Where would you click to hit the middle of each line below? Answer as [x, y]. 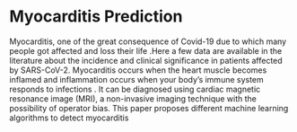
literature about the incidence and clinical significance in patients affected [146, 60]
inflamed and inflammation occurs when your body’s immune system [137, 79]
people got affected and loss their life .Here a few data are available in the [146, 50]
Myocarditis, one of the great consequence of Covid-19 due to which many [148, 41]
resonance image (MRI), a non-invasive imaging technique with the [133, 98]
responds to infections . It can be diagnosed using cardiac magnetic [135, 89]
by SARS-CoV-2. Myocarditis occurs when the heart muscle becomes [138, 70]
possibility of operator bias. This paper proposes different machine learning [149, 108]
